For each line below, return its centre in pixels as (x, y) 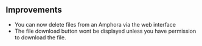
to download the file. (40, 37)
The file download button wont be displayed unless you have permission (105, 31)
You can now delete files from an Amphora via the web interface (95, 24)
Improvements (34, 10)
